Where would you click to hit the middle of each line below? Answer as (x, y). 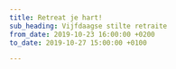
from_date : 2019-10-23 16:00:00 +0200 (82, 34)
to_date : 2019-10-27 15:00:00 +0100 (78, 43)
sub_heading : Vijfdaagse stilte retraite (88, 26)
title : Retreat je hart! (56, 17)
